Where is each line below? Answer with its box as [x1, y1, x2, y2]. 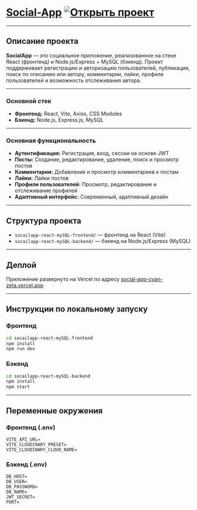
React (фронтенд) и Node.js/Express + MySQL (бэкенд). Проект [6, 58, 163, 65]
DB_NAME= [6, 489, 28, 495]
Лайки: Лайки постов [14, 174, 69, 182]
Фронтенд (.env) [6, 423, 56, 432]
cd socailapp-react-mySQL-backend [6, 373, 91, 379]
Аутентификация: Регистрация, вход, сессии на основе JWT [14, 150, 169, 157]
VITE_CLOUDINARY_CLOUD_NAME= [6, 447, 77, 453]
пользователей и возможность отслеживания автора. [6, 77, 142, 84]
